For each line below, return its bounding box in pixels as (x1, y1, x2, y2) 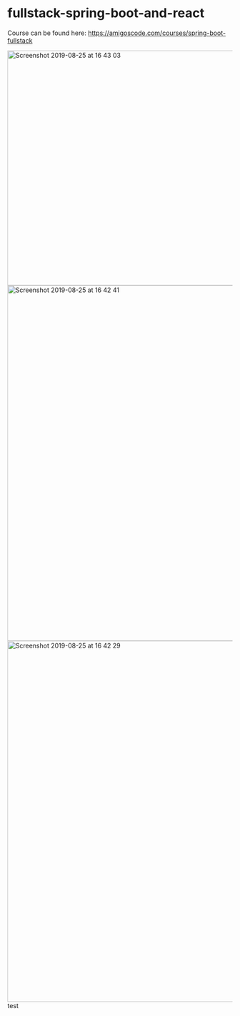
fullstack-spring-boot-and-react (7, 5, 205, 21)
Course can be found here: (7, 29, 87, 37)
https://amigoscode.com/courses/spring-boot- (88, 29, 226, 37)
